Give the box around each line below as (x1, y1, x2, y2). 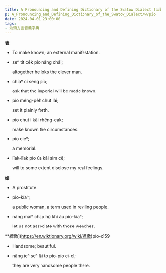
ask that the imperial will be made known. (12, 88, 97, 94)
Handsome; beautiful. (12, 243, 57, 249)
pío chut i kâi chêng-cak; (12, 117, 63, 123)
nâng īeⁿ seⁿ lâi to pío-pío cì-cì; (12, 253, 76, 259)
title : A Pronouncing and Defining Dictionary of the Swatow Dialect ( (5, 7, 156, 12)
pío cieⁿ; (12, 136, 30, 142)
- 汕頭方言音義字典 (5, 26, 40, 31)
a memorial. (12, 145, 37, 151)
